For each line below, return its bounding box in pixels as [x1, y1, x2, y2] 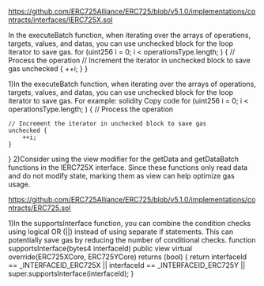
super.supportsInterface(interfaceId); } [8, 269, 134, 278]
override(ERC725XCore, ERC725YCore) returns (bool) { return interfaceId [8, 252, 247, 262]
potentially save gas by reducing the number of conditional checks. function [8, 235, 256, 244]
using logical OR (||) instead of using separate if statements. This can [8, 227, 234, 236]
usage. [8, 179, 31, 189]
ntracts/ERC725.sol [8, 203, 71, 213]
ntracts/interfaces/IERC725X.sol [8, 15, 113, 24]
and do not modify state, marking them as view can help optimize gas [8, 171, 235, 180]
